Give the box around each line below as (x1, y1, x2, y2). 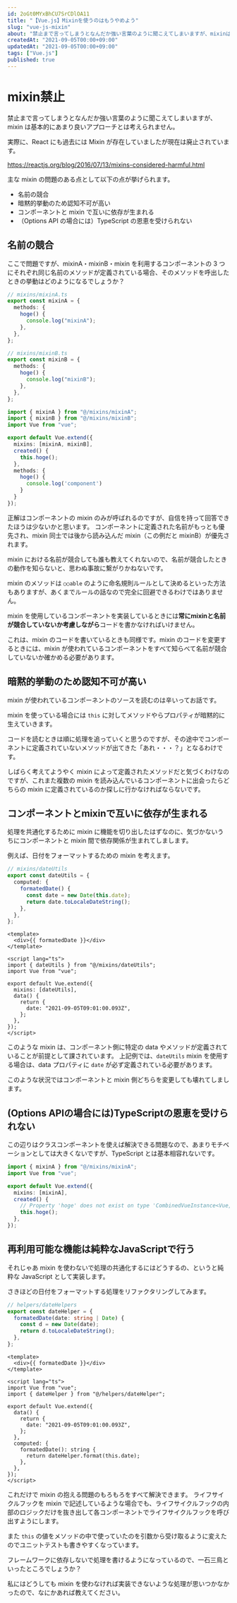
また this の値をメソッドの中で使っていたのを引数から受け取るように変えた (7, 1532, 227, 1540)
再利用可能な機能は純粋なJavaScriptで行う (7, 1244, 195, 1256)
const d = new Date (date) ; (20, 1321, 99, 1328)
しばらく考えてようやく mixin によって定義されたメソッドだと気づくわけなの (7, 767, 230, 775)
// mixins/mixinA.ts (7, 291, 68, 298)
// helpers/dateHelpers (7, 1301, 78, 1309)
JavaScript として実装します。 (20, 1272, 109, 1280)
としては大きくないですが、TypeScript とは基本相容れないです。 (31, 1149, 219, 1158)
